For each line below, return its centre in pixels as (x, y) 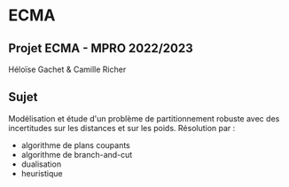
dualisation (41, 164)
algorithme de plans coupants (75, 145)
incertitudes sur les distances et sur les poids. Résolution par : (122, 128)
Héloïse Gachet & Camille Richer (67, 69)
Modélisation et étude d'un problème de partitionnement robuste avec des (144, 118)
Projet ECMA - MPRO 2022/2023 (101, 48)
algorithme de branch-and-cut (77, 154)
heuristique (42, 173)
